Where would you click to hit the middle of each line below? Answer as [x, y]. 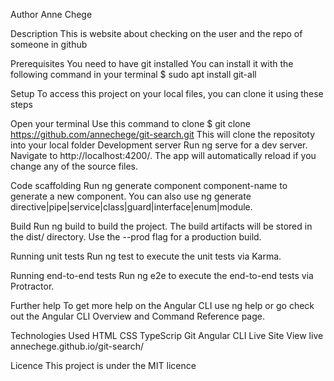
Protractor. [32, 286]
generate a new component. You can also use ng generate [131, 196]
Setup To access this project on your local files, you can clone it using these [167, 93]
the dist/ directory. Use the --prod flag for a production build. [136, 237]
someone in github [49, 44]
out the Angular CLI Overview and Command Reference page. [138, 316]
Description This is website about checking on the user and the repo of [156, 33]
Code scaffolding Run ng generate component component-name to [149, 185]
